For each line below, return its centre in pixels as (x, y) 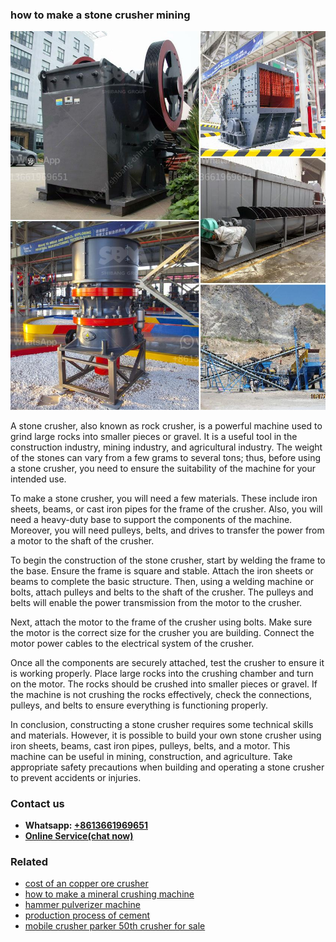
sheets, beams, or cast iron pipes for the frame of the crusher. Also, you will (166, 509)
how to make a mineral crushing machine (109, 894)
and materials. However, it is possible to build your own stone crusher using (166, 735)
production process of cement (87, 915)
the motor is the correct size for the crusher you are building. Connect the (162, 632)
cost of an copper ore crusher (86, 884)
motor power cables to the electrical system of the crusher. (132, 643)
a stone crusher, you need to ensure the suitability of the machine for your (163, 468)
